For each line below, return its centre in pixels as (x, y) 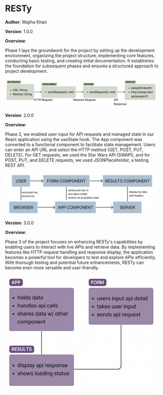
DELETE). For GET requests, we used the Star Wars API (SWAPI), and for (78, 155)
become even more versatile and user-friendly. (52, 267)
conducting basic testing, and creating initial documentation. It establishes (80, 60)
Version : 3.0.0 (19, 223)
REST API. (15, 165)
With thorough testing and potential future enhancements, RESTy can (74, 262)
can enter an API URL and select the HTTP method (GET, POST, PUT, (74, 150)
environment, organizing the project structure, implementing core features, (80, 55)
